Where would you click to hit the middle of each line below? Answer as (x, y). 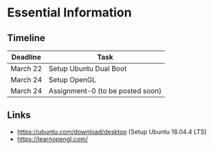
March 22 (26, 68)
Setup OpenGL (72, 80)
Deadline (26, 57)
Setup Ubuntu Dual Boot (88, 68)
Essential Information (69, 13)
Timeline (26, 38)
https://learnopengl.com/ (52, 139)
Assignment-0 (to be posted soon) (105, 91)
